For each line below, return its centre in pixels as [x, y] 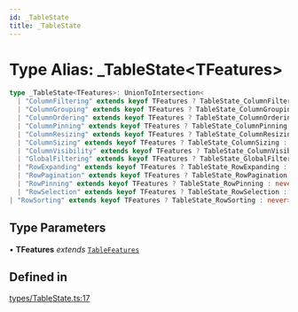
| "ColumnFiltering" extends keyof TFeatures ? [107, 101]
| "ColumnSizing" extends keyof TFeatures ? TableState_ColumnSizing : [153, 143]
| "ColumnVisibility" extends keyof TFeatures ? [109, 151]
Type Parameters [58, 228]
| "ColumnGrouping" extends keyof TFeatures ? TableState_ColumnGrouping [156, 110]
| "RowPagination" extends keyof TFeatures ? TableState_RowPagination [153, 175]
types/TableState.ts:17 [50, 299]
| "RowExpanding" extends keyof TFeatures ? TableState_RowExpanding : [153, 168]
